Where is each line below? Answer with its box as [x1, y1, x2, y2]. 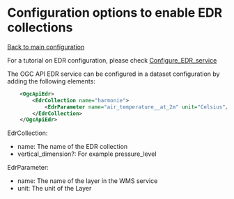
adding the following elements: [7, 77, 96, 85]
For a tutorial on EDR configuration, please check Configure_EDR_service [7, 56, 217, 64]
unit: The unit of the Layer [17, 184, 92, 193]
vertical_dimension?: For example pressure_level [17, 150, 157, 158]
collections [7, 19, 73, 35]
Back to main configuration [7, 42, 85, 51]
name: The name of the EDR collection [17, 143, 128, 151]
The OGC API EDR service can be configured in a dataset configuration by [7, 70, 220, 78]
